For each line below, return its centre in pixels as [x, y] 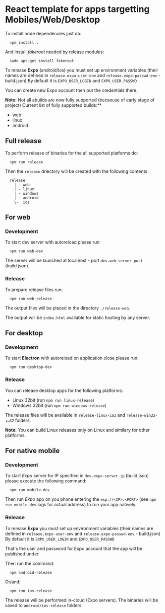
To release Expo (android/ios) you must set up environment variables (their [82, 70]
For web [18, 217]
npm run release [26, 162]
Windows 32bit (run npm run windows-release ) [59, 405]
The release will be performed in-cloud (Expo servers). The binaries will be [82, 600]
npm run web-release [31, 299]
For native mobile [32, 451]
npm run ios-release [31, 591]
